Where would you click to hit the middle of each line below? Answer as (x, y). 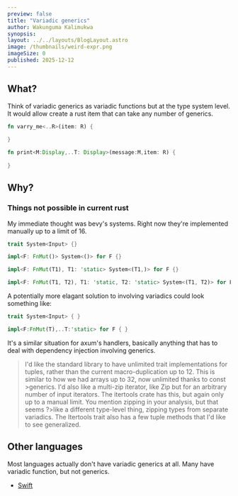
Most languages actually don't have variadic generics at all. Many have (111, 464)
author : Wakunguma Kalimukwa (50, 27)
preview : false (30, 14)
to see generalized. (53, 424)
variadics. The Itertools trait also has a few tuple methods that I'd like (125, 417)
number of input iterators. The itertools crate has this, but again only (124, 394)
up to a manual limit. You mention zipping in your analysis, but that (121, 402)
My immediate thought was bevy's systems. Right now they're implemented (118, 224)
